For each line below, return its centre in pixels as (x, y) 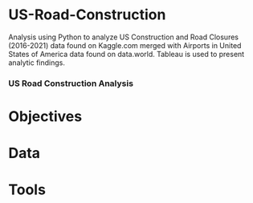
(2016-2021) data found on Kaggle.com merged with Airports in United (125, 45)
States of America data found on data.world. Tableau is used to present (126, 54)
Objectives (45, 117)
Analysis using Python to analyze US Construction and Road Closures (124, 37)
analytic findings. (37, 63)
